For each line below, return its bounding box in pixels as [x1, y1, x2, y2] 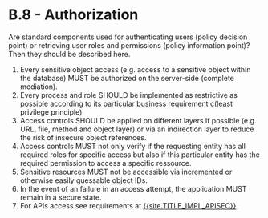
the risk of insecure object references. [19, 132, 147, 142]
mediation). [19, 82, 58, 91]
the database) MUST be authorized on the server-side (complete [19, 73, 235, 83]
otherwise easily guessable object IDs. [19, 175, 148, 185]
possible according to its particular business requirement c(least [19, 99, 233, 108]
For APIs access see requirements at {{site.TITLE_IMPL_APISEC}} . [19, 200, 239, 210]
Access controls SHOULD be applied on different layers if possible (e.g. [19, 115, 257, 125]
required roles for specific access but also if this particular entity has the [19, 150, 261, 159]
